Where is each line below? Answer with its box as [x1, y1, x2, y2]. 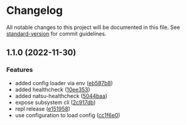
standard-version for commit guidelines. [6, 30, 107, 37]
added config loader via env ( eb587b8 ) [15, 79, 113, 86]
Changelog [6, 4, 63, 18]
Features [6, 66, 33, 74]
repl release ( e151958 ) [15, 105, 71, 112]
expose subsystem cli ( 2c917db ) [15, 98, 96, 106]
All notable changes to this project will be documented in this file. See [6, 24, 181, 31]
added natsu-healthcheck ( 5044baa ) [15, 92, 108, 100]
